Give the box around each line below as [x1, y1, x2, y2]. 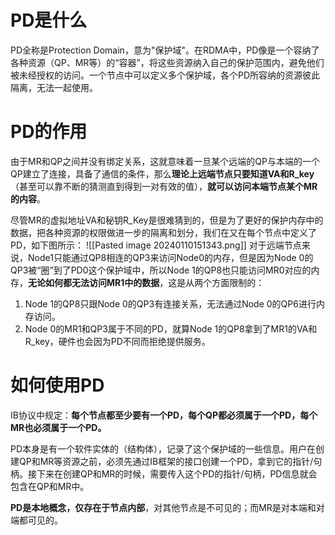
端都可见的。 [10, 514, 63, 526]
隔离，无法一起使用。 [10, 81, 98, 93]
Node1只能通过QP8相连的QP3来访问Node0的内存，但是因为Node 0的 [27, 251, 314, 263]
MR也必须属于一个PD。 [10, 421, 107, 433]
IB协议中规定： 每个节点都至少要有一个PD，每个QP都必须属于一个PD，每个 [10, 409, 318, 421]
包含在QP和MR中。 [10, 480, 90, 492]
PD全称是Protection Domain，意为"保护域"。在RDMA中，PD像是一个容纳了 [10, 44, 320, 56]
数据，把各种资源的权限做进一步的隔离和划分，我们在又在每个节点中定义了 [10, 226, 317, 238]
